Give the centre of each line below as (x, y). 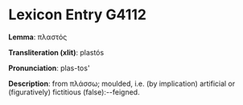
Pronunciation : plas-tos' (49, 68)
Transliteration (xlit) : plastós (56, 52)
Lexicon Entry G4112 (78, 15)
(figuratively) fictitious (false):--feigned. (74, 92)
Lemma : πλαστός (38, 37)
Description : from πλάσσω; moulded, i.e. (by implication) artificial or (122, 83)
